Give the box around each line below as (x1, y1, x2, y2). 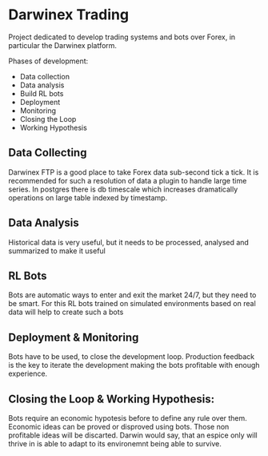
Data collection (19, 71, 70, 81)
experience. (8, 369, 48, 378)
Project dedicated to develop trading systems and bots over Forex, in (8, 32, 236, 42)
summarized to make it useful (8, 246, 106, 256)
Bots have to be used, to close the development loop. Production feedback (8, 352, 255, 361)
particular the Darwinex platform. (8, 40, 118, 50)
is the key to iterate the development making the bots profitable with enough (8, 361, 260, 370)
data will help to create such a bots (8, 307, 124, 317)
